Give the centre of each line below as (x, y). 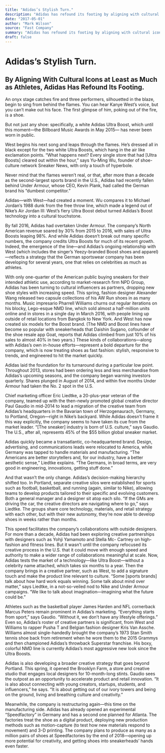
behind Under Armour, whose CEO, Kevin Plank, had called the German (77, 185)
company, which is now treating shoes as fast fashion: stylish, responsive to (82, 350)
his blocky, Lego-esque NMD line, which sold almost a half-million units (77, 308)
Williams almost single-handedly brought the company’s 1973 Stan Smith (79, 633)
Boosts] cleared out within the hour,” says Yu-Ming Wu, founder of (72, 160)
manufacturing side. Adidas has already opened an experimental (70, 709)
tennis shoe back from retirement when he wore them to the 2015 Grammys (82, 638)
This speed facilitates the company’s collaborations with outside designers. (81, 529)
